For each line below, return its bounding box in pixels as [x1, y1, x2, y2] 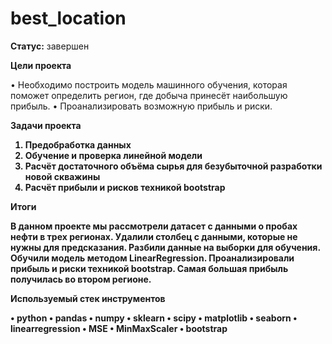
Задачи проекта [10, 119, 82, 131]
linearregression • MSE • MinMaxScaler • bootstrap [10, 322, 228, 334]
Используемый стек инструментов [10, 292, 166, 304]
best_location [10, 7, 127, 30]
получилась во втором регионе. [10, 273, 152, 285]
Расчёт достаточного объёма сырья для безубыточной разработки [24, 160, 323, 172]
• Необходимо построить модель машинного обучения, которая [10, 78, 288, 91]
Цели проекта [10, 59, 72, 71]
